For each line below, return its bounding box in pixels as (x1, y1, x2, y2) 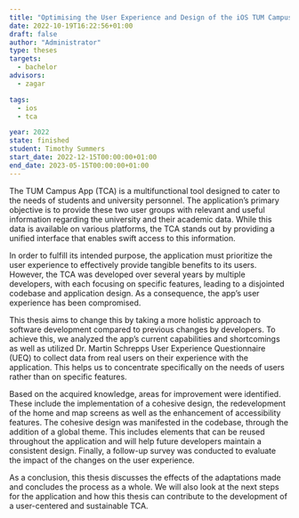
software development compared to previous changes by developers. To (9, 324, 276, 335)
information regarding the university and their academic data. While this (9, 214, 272, 224)
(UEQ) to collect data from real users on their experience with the (9, 352, 249, 363)
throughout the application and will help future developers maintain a (9, 435, 263, 446)
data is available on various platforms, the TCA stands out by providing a (9, 223, 276, 234)
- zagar (17, 79, 46, 88)
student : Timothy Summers (9, 144, 105, 154)
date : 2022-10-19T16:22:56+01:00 (9, 21, 133, 30)
